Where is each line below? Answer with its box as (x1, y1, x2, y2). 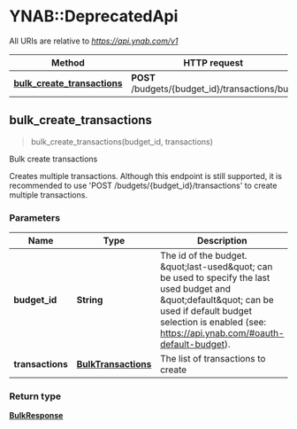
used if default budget (160, 305, 252, 317)
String (76, 294, 103, 307)
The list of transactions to (160, 353, 266, 365)
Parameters (9, 211, 60, 223)
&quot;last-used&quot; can (160, 261, 273, 273)
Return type (9, 390, 62, 402)
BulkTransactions (76, 358, 152, 370)
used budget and (160, 283, 232, 295)
